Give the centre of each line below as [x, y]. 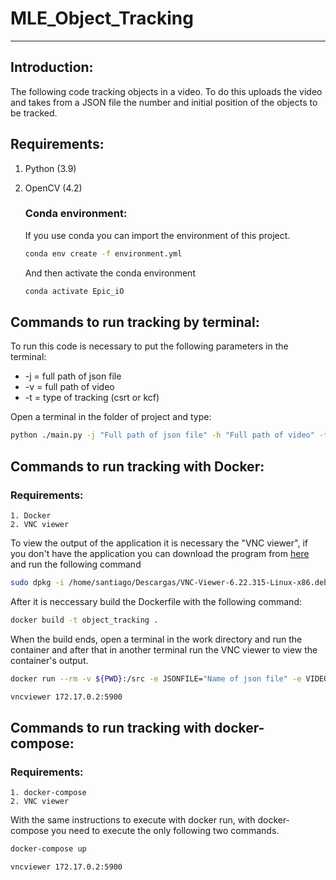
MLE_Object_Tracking [102, 18]
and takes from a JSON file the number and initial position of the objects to [164, 102]
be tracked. [34, 113]
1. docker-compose [48, 793]
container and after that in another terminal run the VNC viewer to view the [164, 649]
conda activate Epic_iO [74, 291]
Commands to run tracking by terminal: [135, 322]
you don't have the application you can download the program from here [160, 553]
